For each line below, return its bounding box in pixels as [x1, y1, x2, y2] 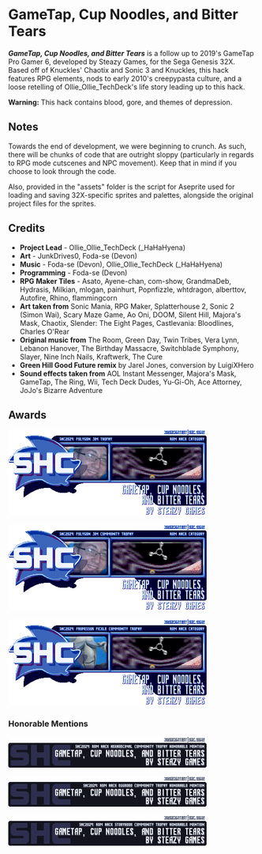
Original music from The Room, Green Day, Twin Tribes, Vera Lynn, [19, 334, 239, 345]
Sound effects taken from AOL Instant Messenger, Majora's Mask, [19, 368, 237, 378]
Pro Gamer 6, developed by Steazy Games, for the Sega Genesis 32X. [8, 57, 235, 66]
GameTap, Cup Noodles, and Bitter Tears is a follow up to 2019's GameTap [8, 48, 254, 58]
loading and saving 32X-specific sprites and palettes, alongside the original [8, 190, 254, 199]
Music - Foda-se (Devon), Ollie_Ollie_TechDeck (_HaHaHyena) [19, 259, 223, 269]
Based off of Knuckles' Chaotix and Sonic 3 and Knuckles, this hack [8, 65, 229, 74]
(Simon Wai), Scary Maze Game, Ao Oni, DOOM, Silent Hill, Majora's [19, 310, 241, 319]
